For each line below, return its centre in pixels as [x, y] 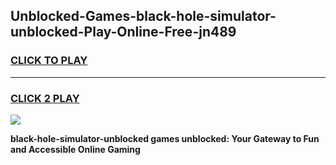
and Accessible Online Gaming [75, 149]
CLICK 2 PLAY [45, 98]
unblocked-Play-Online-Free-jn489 [123, 32]
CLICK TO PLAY [49, 61]
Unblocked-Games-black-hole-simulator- [143, 16]
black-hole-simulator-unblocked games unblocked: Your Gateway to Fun [165, 138]
